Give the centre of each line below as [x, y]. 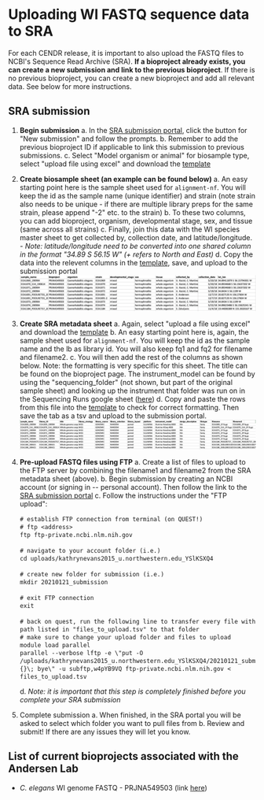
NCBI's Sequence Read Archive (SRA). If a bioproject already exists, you [127, 61]
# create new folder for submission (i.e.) [92, 574]
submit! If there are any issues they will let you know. [105, 731]
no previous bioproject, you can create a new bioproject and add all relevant [131, 78]
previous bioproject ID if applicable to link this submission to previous [132, 146]
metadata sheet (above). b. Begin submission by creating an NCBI [126, 479]
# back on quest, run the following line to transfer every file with [137, 621]
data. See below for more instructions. [70, 86]
